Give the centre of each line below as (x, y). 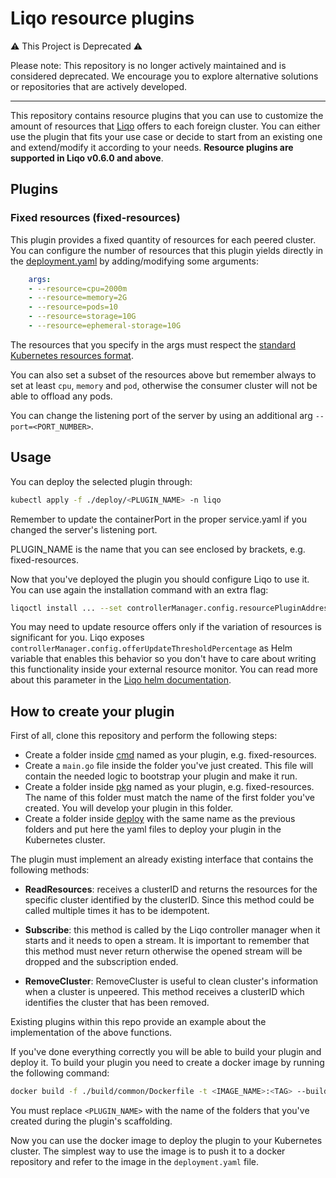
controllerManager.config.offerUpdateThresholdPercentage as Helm (151, 648)
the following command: (60, 1073)
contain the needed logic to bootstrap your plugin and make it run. (161, 776)
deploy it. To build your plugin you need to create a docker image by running (167, 1063)
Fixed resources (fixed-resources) (95, 218)
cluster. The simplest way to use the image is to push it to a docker (148, 1151)
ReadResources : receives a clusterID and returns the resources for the (171, 889)
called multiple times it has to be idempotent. (117, 911)
